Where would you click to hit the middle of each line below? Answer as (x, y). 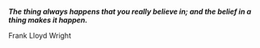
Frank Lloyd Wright (40, 36)
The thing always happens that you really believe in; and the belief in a (130, 12)
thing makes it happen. (48, 20)
